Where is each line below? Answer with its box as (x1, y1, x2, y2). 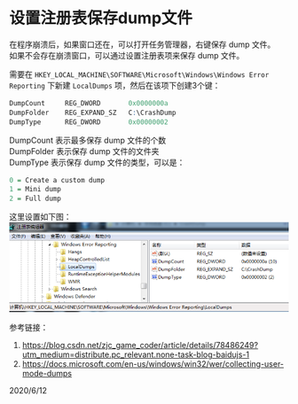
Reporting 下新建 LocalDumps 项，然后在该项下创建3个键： (9, 80, 221, 90)
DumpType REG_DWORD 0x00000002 (9, 117, 169, 127)
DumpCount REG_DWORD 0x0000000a (9, 98, 169, 107)
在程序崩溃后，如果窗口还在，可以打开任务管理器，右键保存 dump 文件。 (9, 39, 276, 50)
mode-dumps (21, 369, 73, 379)
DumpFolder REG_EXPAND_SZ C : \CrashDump (9, 108, 176, 117)
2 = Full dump (9, 194, 62, 204)
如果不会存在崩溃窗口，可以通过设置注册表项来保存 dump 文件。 (9, 50, 245, 60)
